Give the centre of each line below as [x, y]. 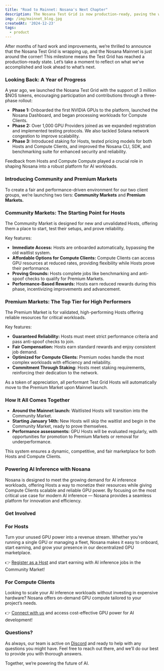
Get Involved [20, 513]
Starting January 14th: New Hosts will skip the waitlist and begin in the [84, 421]
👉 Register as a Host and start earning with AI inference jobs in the [73, 562]
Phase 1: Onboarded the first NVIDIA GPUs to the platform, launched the [85, 110]
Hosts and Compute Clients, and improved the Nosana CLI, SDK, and [81, 147]
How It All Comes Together [37, 400]
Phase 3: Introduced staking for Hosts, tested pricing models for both [82, 141]
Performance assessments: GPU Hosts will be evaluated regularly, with [85, 432]
